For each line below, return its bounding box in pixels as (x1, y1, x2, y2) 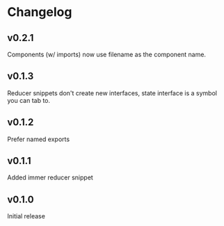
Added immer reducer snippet (7, 173, 94, 181)
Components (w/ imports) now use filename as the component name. (7, 50, 207, 58)
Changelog (7, 4, 72, 20)
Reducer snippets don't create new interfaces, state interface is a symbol (7, 88, 218, 97)
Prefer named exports (7, 135, 70, 143)
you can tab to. (7, 96, 51, 104)
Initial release (7, 212, 45, 220)
